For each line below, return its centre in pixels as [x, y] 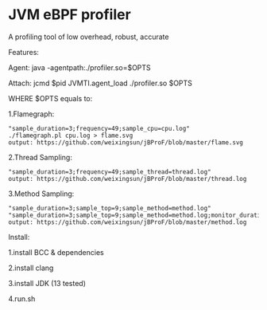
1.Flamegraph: [31, 114]
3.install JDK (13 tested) [47, 283]
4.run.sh [22, 298]
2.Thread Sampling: [41, 157]
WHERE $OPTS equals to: [50, 98]
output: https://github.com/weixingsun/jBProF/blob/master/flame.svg [126, 142]
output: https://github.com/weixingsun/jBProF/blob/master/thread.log [128, 179]
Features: [24, 52]
